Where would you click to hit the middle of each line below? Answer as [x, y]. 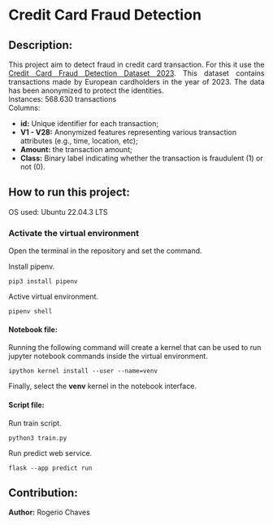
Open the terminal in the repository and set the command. [105, 251]
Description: [41, 45]
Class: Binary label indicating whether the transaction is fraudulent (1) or [141, 158]
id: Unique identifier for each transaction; [89, 123]
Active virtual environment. [54, 297]
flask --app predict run [50, 468]
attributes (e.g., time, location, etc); [79, 141]
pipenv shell [30, 312]
